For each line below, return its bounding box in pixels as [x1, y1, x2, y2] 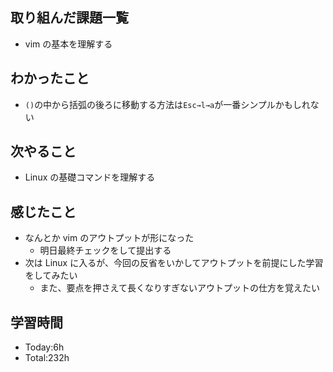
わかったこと [10, 70, 90, 87]
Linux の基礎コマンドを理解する [24, 171, 156, 183]
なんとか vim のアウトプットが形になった [24, 232, 195, 244]
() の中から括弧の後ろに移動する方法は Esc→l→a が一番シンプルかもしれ [24, 98, 311, 110]
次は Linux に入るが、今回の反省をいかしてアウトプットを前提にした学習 [24, 257, 324, 269]
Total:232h [24, 352, 70, 364]
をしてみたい [24, 269, 78, 282]
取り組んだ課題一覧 [10, 9, 129, 27]
